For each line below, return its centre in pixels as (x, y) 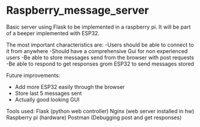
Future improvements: (33, 75)
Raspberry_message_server (78, 10)
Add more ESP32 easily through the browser (70, 86)
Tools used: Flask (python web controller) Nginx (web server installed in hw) (100, 111)
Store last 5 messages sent (48, 93)
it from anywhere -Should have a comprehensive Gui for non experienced (97, 51)
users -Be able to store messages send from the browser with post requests (100, 57)
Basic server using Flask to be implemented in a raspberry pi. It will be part (99, 27)
